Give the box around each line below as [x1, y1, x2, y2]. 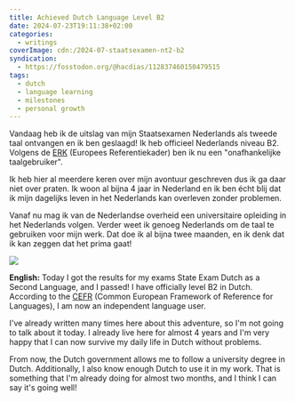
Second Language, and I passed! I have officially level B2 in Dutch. [9, 282, 253, 293]
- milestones [17, 95, 66, 105]
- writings [17, 37, 58, 47]
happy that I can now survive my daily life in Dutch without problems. [9, 337, 262, 348]
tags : [9, 71, 29, 80]
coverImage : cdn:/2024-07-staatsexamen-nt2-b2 [9, 46, 185, 55]
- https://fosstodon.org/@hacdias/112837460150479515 [17, 63, 220, 72]
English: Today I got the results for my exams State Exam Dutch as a [9, 272, 260, 283]
